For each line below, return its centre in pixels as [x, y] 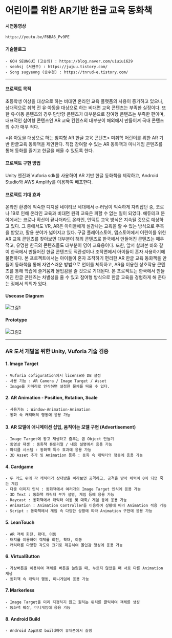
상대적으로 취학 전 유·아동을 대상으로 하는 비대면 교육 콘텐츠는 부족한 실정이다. [83, 108]
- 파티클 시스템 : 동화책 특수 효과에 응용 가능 [48, 450]
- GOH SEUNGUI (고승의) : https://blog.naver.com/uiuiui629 [69, 61]
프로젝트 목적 [18, 89]
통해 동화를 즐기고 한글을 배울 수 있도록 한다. [50, 150]
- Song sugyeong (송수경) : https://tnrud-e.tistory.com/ [67, 72]
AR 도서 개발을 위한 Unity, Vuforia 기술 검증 [57, 351]
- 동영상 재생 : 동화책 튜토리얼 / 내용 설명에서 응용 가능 [59, 444]
